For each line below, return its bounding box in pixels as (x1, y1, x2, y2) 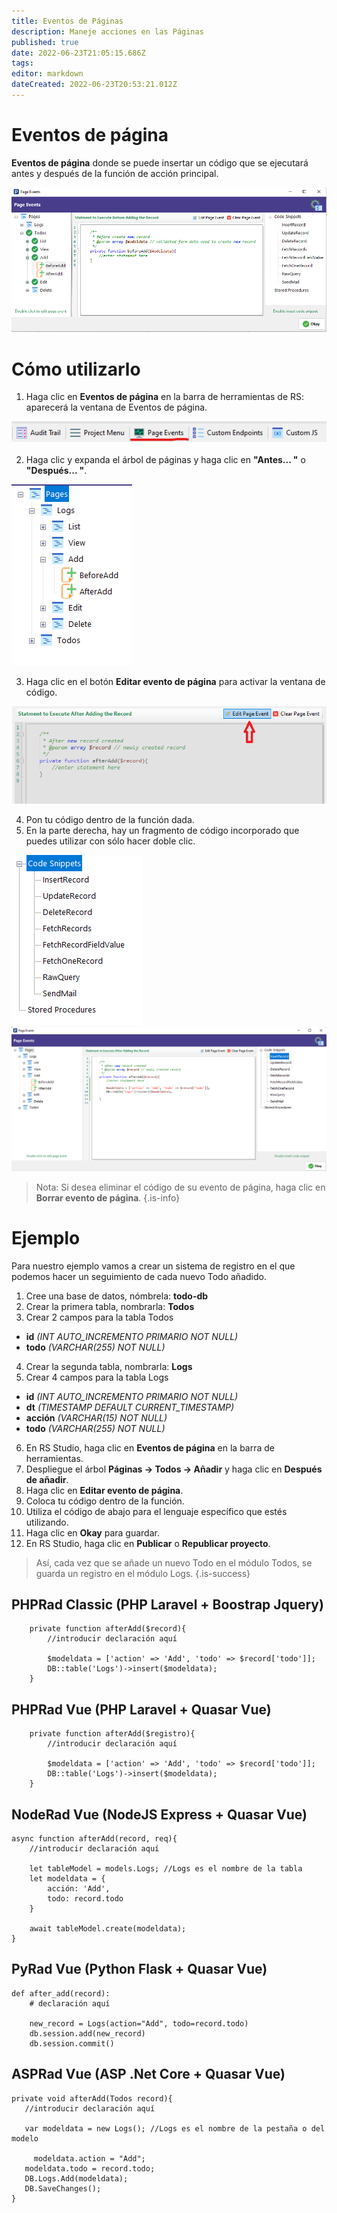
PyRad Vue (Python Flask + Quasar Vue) (11, 1961, 268, 1978)
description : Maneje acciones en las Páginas (11, 26, 204, 37)
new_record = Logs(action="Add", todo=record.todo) (29, 2018, 249, 2029)
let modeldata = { (29, 1873, 106, 1884)
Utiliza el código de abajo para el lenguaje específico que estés (25, 1505, 288, 1517)
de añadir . (25, 1473, 69, 1485)
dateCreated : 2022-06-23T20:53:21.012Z (11, 80, 178, 90)
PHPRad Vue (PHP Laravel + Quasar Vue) (11, 1701, 272, 1718)
